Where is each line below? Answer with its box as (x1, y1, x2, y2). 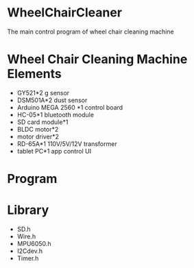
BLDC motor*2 (16, 125, 59, 133)
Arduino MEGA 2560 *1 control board (16, 103, 123, 111)
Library (7, 202, 49, 218)
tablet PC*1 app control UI (16, 147, 91, 155)
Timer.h (16, 254, 39, 262)
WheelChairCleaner (7, 5, 122, 21)
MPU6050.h (16, 240, 51, 247)
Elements (7, 66, 62, 82)
